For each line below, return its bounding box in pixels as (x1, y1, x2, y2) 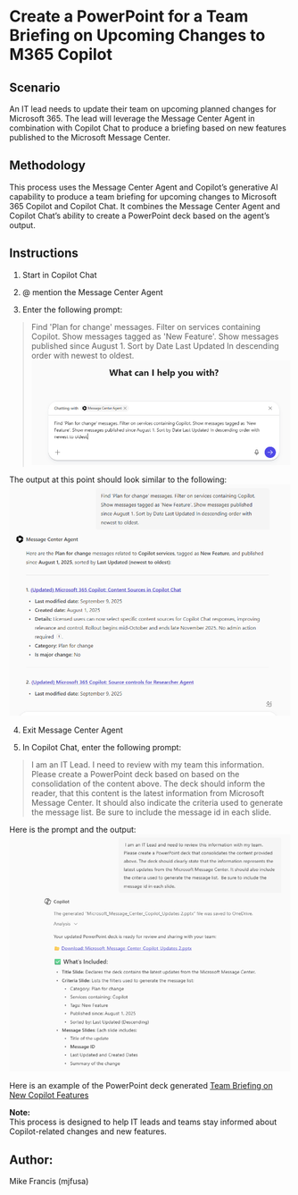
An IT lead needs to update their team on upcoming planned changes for (9, 104, 277, 114)
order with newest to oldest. (30, 350, 135, 360)
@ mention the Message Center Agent (21, 286, 163, 297)
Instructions (9, 246, 79, 261)
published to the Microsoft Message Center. (9, 132, 171, 142)
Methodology (9, 158, 87, 174)
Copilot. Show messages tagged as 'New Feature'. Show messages (30, 331, 279, 342)
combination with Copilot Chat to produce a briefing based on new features (9, 123, 287, 133)
